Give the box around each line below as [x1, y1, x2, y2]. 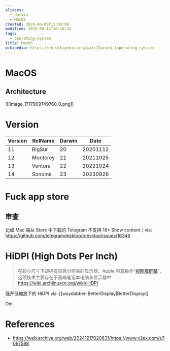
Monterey [32, 154, 55, 161]
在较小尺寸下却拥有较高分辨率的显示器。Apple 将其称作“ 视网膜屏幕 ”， [17, 268, 164, 274]
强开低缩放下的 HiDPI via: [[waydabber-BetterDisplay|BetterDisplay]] [5, 290, 149, 297]
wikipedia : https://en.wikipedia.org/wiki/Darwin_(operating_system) [5, 45, 156, 50]
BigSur [32, 145, 48, 153]
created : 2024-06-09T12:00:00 [5, 21, 70, 27]
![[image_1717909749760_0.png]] [5, 101, 74, 107]
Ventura [32, 162, 51, 169]
